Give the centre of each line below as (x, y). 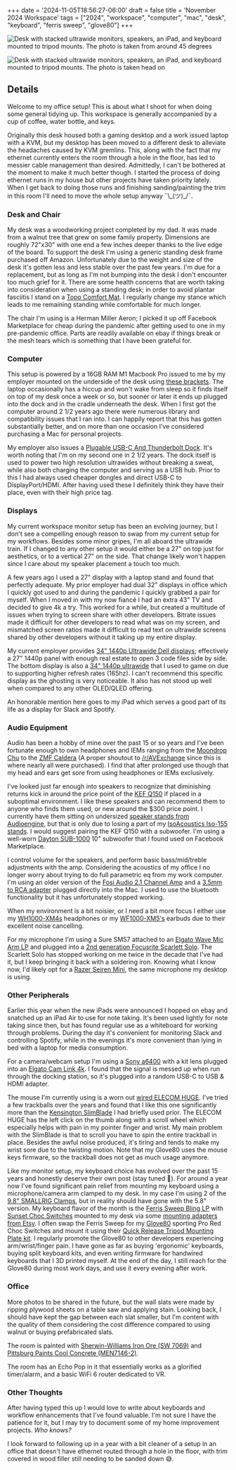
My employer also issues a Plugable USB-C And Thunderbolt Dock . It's (110, 448)
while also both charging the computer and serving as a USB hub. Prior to (114, 470)
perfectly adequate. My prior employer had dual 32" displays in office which (118, 584)
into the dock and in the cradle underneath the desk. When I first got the (112, 404)
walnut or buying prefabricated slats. (60, 1332)
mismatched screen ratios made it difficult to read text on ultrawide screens (117, 629)
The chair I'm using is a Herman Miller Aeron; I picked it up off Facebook (112, 318)
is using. (19, 977)
